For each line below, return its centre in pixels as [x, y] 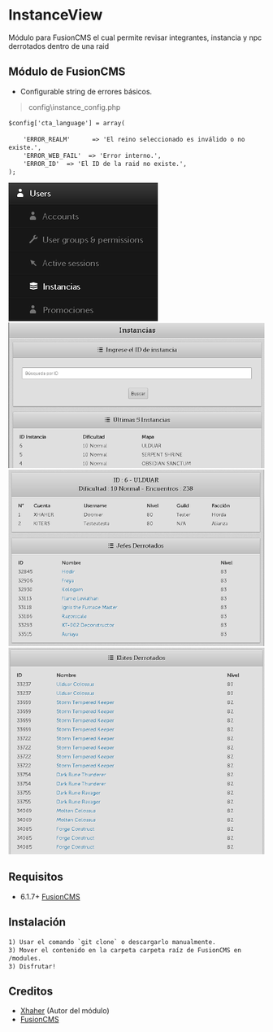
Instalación [37, 923]
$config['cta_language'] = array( [67, 123]
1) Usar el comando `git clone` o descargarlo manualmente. [113, 942]
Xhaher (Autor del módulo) [65, 1011]
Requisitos [36, 877]
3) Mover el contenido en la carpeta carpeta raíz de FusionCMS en [125, 950]
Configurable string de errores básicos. [86, 91]
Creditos [31, 992]
